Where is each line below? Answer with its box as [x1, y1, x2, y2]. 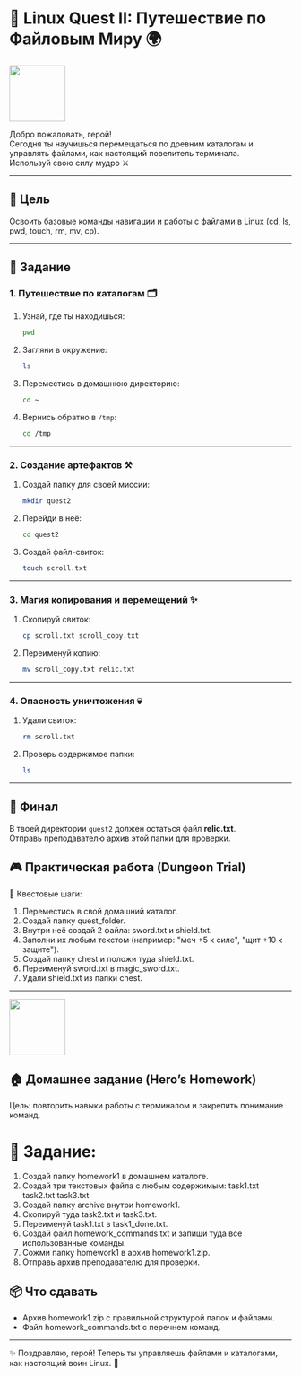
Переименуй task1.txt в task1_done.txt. [21, 1219, 168, 1230]
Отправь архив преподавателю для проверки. [21, 1257, 200, 1267]
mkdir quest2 [21, 497, 72, 506]
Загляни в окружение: [21, 345, 107, 356]
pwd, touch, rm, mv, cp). [9, 225, 99, 236]
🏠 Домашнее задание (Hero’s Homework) [9, 1072, 257, 1087]
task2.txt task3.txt [21, 1190, 90, 1201]
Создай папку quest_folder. [21, 915, 125, 926]
